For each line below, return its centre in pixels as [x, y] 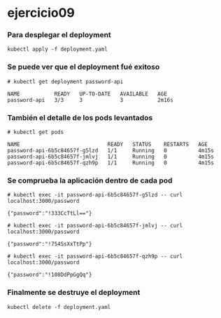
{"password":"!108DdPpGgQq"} [50, 275]
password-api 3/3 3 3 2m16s [90, 100]
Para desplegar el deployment [59, 35]
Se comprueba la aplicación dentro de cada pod [90, 180]
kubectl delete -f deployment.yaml [59, 307]
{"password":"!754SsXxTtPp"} [50, 244]
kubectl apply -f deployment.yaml [58, 49]
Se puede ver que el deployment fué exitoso [84, 67]
